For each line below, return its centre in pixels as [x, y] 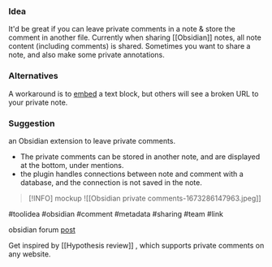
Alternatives [33, 76]
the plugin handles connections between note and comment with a [132, 174]
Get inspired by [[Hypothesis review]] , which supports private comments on [136, 245]
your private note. [38, 102]
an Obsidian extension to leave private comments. [92, 140]
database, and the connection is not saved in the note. [111, 182]
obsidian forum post [42, 230]
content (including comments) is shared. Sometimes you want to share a [130, 46]
